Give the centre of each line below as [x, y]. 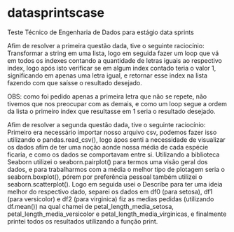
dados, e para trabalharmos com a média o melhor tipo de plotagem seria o [116, 169]
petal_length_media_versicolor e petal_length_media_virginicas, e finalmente [117, 214]
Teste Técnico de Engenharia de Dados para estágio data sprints [101, 32]
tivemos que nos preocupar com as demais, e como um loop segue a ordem [117, 103]
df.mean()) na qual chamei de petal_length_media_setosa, [90, 206]
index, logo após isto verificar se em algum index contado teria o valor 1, [112, 68]
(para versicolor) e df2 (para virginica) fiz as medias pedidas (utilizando [111, 199]
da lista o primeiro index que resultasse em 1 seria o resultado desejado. [111, 111]
